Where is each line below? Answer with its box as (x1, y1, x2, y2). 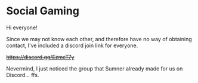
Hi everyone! (6, 24, 38, 31)
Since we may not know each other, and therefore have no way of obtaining (6, 35, 192, 42)
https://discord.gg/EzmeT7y (6, 53, 75, 60)
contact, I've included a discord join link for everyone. (6, 42, 138, 49)
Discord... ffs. (6, 71, 39, 78)
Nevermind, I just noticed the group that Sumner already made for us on (6, 64, 183, 72)
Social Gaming (6, 4, 79, 18)
